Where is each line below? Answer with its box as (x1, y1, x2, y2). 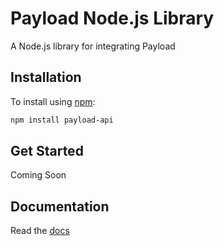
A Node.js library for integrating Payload (10, 40, 176, 52)
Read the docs (10, 225, 70, 237)
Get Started (10, 143, 84, 160)
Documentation (10, 198, 110, 215)
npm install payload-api (10, 115, 114, 125)
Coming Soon (10, 169, 67, 181)
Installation (10, 69, 82, 86)
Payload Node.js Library (10, 7, 215, 30)
